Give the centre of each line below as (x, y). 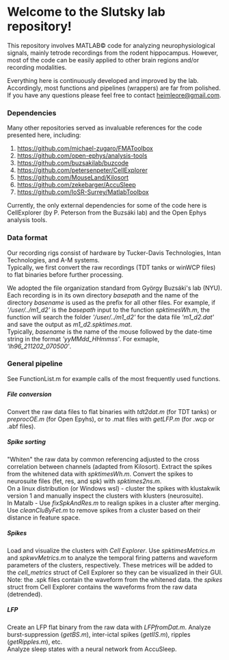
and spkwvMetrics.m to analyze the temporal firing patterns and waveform (112, 558)
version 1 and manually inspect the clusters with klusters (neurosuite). (105, 496)
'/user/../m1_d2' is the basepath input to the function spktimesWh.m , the (109, 310)
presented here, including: (44, 135)
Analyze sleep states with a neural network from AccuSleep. (92, 649)
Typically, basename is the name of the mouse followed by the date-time (110, 331)
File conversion (29, 394)
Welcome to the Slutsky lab (86, 12)
